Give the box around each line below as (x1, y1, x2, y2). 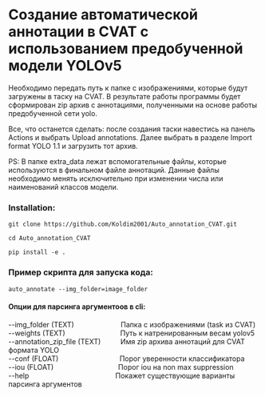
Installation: (8, 202, 56, 213)
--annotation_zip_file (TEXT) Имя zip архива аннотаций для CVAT (8, 336, 246, 346)
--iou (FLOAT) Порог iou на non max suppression (8, 362, 234, 371)
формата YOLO (8, 345, 60, 355)
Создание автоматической (8, 6, 198, 24)
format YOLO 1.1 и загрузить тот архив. (8, 141, 138, 150)
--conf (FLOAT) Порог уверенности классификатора (8, 354, 245, 363)
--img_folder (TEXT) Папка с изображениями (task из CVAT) (8, 319, 256, 329)
